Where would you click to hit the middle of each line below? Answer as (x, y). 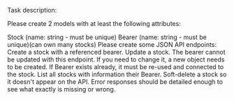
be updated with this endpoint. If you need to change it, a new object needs (116, 59)
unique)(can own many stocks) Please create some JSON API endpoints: (112, 44)
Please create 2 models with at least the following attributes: (94, 23)
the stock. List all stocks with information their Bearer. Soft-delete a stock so (117, 74)
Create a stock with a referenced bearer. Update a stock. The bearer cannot (116, 52)
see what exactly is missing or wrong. (61, 89)
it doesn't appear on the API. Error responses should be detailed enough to (115, 82)
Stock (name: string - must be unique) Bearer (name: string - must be (107, 37)
